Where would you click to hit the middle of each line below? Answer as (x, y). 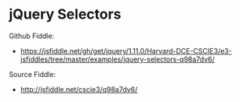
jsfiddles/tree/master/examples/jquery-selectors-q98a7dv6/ (117, 59)
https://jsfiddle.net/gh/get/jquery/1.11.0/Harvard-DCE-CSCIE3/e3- (126, 51)
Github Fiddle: (31, 36)
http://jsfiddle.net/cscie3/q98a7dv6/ (79, 89)
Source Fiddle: (33, 74)
